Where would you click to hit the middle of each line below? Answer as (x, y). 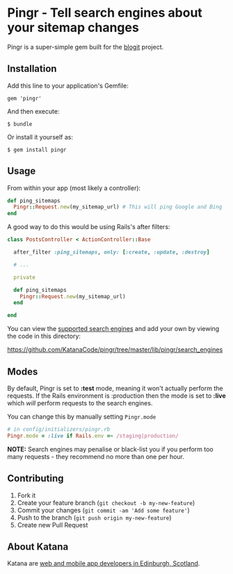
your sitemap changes (73, 28)
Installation (32, 69)
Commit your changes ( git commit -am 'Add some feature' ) (103, 510)
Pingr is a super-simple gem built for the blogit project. (86, 47)
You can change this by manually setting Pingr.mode (82, 417)
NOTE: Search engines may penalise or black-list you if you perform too (110, 449)
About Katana (38, 546)
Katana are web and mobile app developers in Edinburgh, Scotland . (104, 564)
